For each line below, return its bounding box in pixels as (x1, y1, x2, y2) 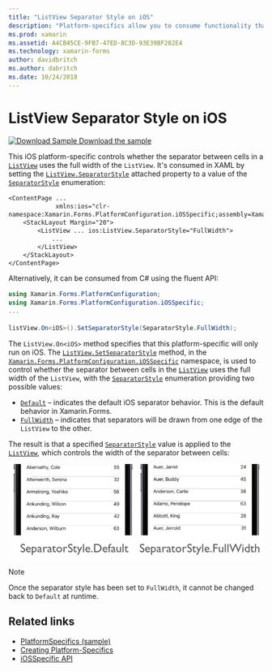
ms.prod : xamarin (8, 30, 67, 38)
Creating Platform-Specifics (19, 645, 113, 655)
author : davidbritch (8, 56, 79, 64)
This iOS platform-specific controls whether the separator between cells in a (8, 151, 264, 161)
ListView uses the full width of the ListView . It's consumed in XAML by (8, 160, 245, 170)
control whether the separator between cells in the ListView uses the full (8, 365, 251, 375)
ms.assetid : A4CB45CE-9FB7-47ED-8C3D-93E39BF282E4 (8, 39, 183, 47)
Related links (8, 615, 75, 629)
